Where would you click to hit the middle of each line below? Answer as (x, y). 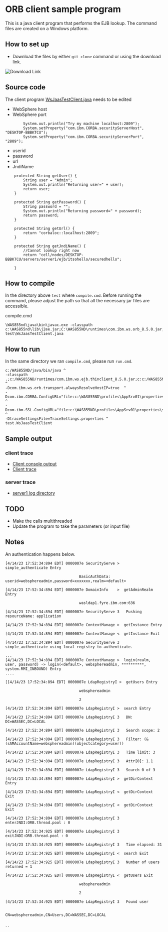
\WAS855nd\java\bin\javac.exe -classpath (49, 325)
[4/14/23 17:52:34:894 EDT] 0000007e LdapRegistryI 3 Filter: (73, 739)
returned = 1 (19, 866)
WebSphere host (30, 109)
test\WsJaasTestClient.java (34, 334)
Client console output (34, 463)
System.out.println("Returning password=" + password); (82, 211)
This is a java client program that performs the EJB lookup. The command (81, 23)
